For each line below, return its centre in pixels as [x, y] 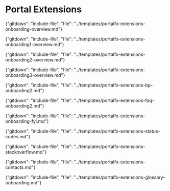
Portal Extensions [44, 9]
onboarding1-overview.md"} [35, 44]
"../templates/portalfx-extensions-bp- [113, 85]
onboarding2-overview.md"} [35, 59]
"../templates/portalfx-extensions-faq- [114, 100]
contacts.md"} [20, 167]
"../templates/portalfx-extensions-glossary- [119, 177]
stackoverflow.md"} [26, 152]
